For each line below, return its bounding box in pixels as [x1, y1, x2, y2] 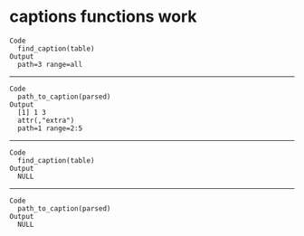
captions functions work [9, 6, 197, 27]
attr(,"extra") [17, 116, 75, 125]
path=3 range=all [17, 60, 83, 69]
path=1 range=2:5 [17, 124, 83, 133]
